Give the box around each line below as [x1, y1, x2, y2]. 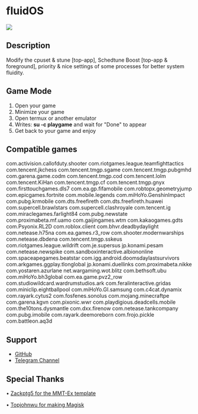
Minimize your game [14, 108, 65, 115]
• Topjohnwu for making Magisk [6, 402, 85, 408]
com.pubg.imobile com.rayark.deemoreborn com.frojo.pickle [6, 311, 155, 319]
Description [6, 40, 50, 51]
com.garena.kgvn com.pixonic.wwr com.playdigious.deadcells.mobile [6, 298, 176, 306]
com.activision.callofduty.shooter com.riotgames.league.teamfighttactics [6, 160, 184, 167]
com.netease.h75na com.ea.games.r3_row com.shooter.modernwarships [6, 230, 184, 237]
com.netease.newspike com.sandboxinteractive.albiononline [6, 248, 154, 256]
